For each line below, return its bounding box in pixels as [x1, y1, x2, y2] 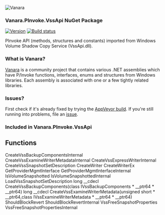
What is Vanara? [5, 55, 46, 62]
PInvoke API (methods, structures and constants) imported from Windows [5, 38, 156, 44]
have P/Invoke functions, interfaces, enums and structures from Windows [5, 72, 156, 78]
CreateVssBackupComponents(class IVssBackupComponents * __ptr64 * [5, 183, 155, 189]
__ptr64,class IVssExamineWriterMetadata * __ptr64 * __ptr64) [5, 194, 132, 200]
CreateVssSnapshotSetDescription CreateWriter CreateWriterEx [5, 162, 135, 168]
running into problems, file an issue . [5, 111, 78, 117]
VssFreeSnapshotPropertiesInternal [5, 204, 78, 210]
